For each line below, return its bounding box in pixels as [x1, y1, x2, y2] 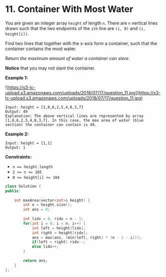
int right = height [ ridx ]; [31, 230, 88, 235]
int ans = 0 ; [23, 207, 50, 212]
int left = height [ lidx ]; [31, 225, 86, 230]
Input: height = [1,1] [5, 140, 52, 145]
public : [5, 188, 21, 193]
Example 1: [5, 74, 28, 80]
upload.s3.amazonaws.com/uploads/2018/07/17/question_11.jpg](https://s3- [5, 89, 161, 95]
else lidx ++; [31, 244, 59, 249]
